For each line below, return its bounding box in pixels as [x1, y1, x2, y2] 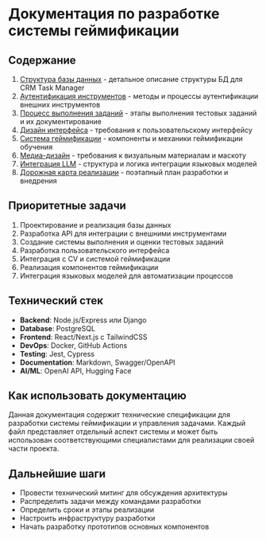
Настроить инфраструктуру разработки [19, 514, 156, 523]
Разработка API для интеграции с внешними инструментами [19, 228, 227, 238]
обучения [19, 143, 53, 151]
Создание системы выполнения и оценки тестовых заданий [19, 236, 224, 247]
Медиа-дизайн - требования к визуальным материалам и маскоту [19, 150, 247, 160]
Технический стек [8, 294, 103, 307]
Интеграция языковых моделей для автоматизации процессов [19, 271, 233, 280]
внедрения [19, 176, 57, 186]
